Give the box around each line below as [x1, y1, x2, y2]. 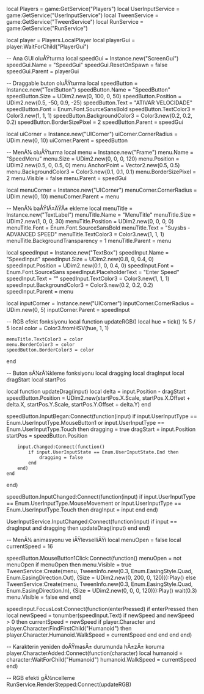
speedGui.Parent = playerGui [6, 68, 79, 75]
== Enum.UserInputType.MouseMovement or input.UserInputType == [6, 500, 181, 507]
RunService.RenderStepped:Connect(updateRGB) [6, 681, 132, 688]
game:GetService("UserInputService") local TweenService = [6, 12, 159, 19]
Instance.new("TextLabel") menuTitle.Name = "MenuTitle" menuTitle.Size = [6, 211, 197, 219]
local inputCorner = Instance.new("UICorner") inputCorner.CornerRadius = [6, 300, 194, 307]
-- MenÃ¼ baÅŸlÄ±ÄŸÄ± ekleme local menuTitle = [6, 204, 133, 212]
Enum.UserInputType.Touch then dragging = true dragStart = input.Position [6, 425, 196, 433]
